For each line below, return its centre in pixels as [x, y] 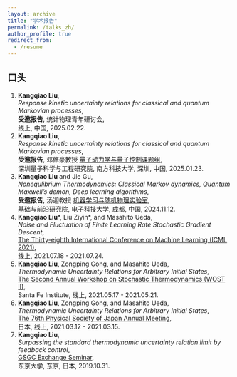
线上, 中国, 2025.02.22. [52, 128]
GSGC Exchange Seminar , [56, 357]
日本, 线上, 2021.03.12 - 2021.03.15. [69, 326]
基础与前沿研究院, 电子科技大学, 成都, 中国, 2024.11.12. [96, 209]
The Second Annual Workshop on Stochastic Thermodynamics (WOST [121, 279]
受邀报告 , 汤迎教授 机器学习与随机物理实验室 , [84, 200]
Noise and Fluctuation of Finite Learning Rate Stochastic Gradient [114, 224]
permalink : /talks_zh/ [41, 27]
